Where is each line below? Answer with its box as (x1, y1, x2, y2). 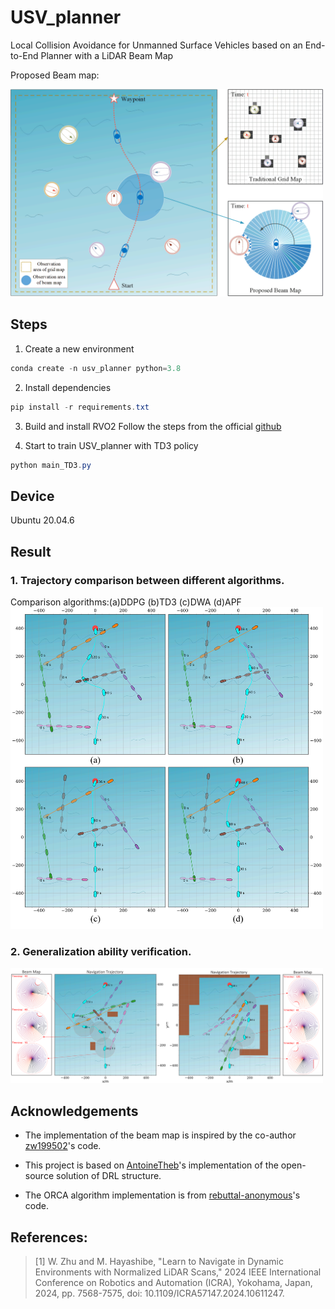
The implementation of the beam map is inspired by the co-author (24, 1129, 297, 1141)
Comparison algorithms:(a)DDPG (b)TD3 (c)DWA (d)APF (10, 596, 242, 608)
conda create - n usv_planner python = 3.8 (10, 363, 182, 373)
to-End (10, 49, 39, 61)
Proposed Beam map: (10, 69, 100, 81)
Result (10, 543, 52, 560)
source (24, 1170, 55, 1182)
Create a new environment (24, 342, 135, 355)
